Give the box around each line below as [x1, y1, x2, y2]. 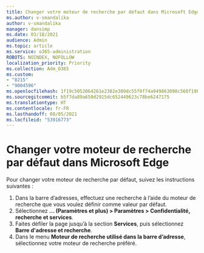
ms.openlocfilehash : [6, 88, 59, 94]
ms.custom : [6, 71, 34, 77]
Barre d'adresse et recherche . [15, 227, 93, 234]
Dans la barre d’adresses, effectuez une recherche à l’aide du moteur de [15, 194, 196, 202]
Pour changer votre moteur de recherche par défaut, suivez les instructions [6, 176, 195, 184]
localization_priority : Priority [6, 60, 91, 66]
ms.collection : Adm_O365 [6, 65, 69, 72]
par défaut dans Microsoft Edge [6, 156, 169, 169]
